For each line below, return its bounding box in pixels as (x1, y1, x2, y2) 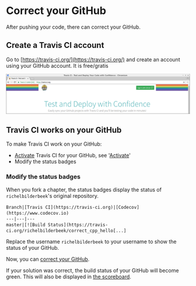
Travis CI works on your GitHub (6, 125, 122, 135)
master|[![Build (6, 222, 45, 228)
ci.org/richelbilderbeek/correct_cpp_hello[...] (6, 228, 127, 233)
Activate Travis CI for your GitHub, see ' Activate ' (14, 152, 131, 159)
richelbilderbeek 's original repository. (6, 192, 99, 199)
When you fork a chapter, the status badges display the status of (6, 186, 162, 193)
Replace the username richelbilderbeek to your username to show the (6, 238, 177, 245)
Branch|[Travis (6, 204, 43, 210)
